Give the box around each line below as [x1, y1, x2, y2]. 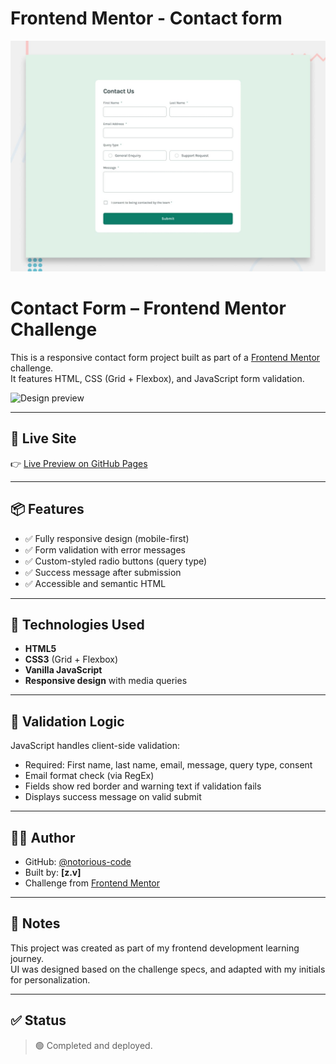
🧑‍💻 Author [10, 829, 76, 846]
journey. [10, 952, 44, 964]
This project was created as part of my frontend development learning [10, 942, 300, 954]
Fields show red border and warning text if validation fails [24, 780, 262, 792]
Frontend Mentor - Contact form [10, 7, 283, 30]
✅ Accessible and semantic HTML [24, 577, 167, 589]
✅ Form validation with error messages [24, 543, 186, 556]
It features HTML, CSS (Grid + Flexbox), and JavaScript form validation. [10, 373, 305, 385]
